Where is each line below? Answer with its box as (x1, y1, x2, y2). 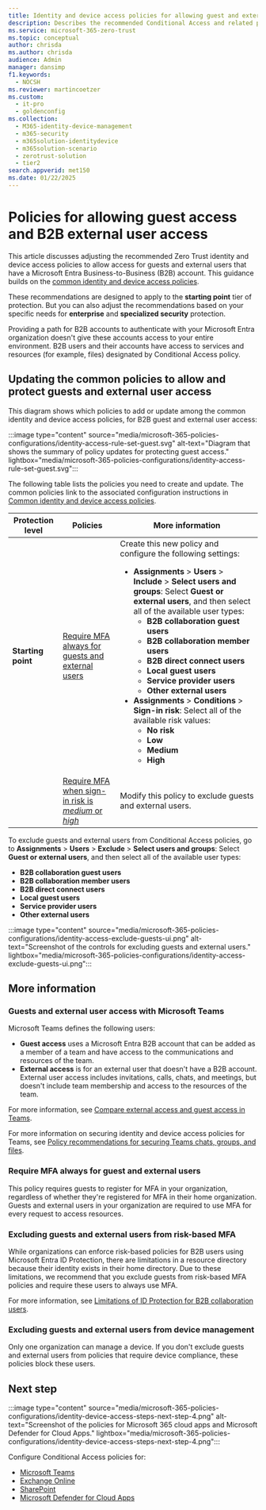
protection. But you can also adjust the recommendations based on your (8, 300, 244, 310)
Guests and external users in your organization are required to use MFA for (8, 1200, 252, 1210)
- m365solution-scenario (15, 144, 97, 152)
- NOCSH (15, 78, 41, 86)
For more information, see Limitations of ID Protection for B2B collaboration (8, 1296, 254, 1305)
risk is (70, 795, 93, 806)
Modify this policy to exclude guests (120, 790, 255, 801)
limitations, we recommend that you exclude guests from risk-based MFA (8, 1272, 247, 1281)
